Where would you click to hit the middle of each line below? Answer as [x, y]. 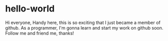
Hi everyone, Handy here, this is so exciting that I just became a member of [83, 22]
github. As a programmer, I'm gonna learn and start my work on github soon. [84, 27]
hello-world [30, 9]
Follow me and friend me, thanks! [40, 33]
